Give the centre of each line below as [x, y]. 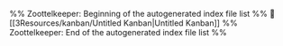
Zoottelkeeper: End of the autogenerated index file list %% [118, 32]
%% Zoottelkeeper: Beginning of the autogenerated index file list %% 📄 [142, 14]
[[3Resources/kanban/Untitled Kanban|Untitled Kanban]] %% [123, 23]
